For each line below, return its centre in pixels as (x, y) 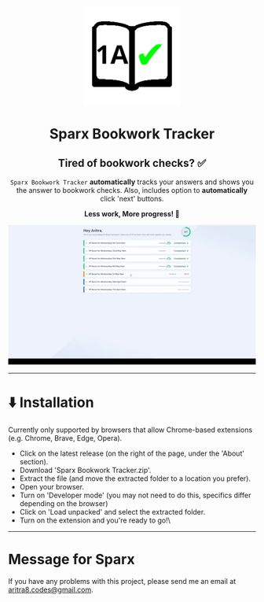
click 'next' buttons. (132, 199)
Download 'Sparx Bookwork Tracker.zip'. (85, 470)
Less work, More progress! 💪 (132, 214)
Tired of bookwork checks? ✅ (132, 163)
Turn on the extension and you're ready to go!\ (95, 520)
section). (34, 461)
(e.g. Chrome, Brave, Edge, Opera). (65, 438)
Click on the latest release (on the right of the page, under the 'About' (132, 453)
